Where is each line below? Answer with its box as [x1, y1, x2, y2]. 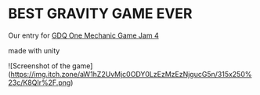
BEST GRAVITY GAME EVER [8, 5, 193, 23]
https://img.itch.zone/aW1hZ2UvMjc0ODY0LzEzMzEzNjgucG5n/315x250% [10, 69, 252, 79]
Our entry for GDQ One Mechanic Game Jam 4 [8, 31, 159, 40]
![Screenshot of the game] [8, 60, 93, 71]
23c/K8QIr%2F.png [8, 78, 71, 87]
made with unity [8, 46, 60, 55]
